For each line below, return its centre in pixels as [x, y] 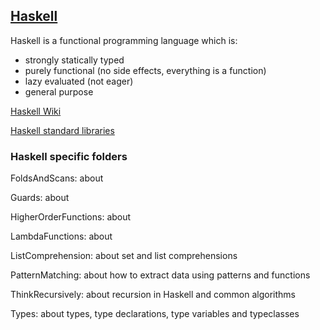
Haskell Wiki [36, 111]
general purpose [59, 91]
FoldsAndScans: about [57, 178]
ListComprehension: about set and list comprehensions [124, 256]
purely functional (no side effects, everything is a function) [145, 70]
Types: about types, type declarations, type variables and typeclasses [155, 314]
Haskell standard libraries [62, 130]
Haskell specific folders [69, 156]
